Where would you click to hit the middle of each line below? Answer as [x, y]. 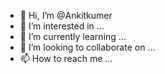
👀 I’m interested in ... [62, 26]
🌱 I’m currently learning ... [73, 36]
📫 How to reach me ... [66, 58]
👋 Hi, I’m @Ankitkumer [66, 15]
